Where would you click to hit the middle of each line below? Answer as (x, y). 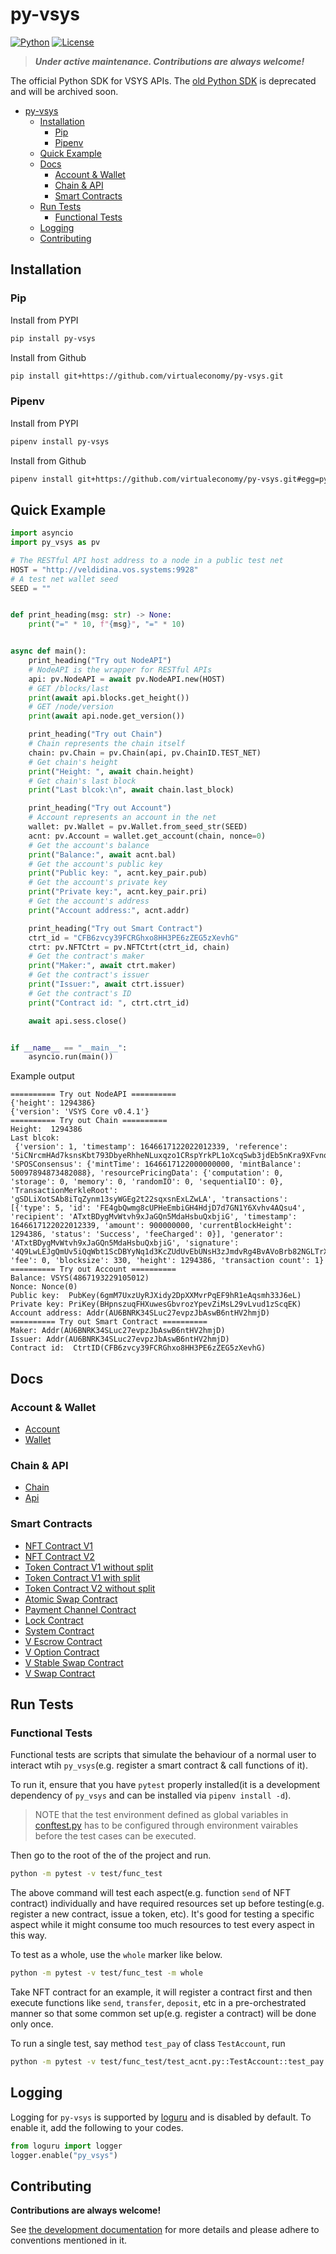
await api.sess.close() (78, 1021)
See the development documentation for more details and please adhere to (165, 2230)
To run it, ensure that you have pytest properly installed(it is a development (165, 1785)
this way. (28, 1935)
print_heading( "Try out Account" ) (100, 808)
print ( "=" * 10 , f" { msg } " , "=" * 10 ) (107, 624)
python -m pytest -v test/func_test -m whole (106, 1973)
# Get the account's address (89, 901)
